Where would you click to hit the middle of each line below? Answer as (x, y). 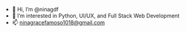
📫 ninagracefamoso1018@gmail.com (58, 22)
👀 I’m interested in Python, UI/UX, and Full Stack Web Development (96, 16)
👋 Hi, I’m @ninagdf (35, 9)
